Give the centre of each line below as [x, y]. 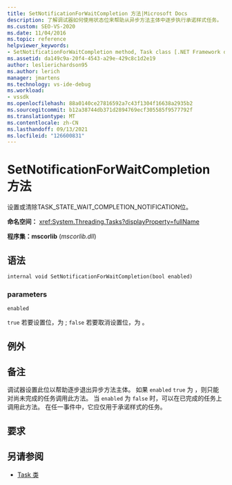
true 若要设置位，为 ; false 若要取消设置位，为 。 [78, 323]
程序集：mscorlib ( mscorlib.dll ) [52, 236]
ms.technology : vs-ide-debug [49, 84]
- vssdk [18, 97]
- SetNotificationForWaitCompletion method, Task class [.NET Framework [114, 53]
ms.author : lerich [33, 71]
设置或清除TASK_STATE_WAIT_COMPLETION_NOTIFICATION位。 [99, 207]
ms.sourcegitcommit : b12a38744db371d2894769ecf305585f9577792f [100, 110]
